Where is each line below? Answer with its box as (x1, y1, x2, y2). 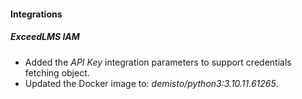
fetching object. (24, 66, 90, 79)
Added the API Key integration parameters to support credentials (24, 56, 292, 68)
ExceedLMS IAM (10, 31, 80, 43)
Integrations (10, 8, 63, 20)
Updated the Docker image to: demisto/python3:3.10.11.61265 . (24, 77, 279, 89)
